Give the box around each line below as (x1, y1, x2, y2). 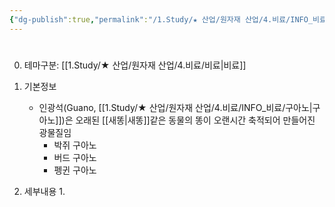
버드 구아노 (53, 151, 97, 163)
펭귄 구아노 (53, 164, 97, 176)
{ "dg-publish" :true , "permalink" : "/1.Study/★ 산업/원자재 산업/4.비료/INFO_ (9, 14, 314, 25)
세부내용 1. (23, 185, 66, 197)
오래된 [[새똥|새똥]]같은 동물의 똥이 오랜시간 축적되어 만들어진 (75, 114, 316, 126)
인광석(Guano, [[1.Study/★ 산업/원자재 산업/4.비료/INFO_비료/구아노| (38, 101, 313, 113)
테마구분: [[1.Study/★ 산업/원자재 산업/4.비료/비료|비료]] (23, 59, 247, 71)
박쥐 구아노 (53, 139, 97, 151)
